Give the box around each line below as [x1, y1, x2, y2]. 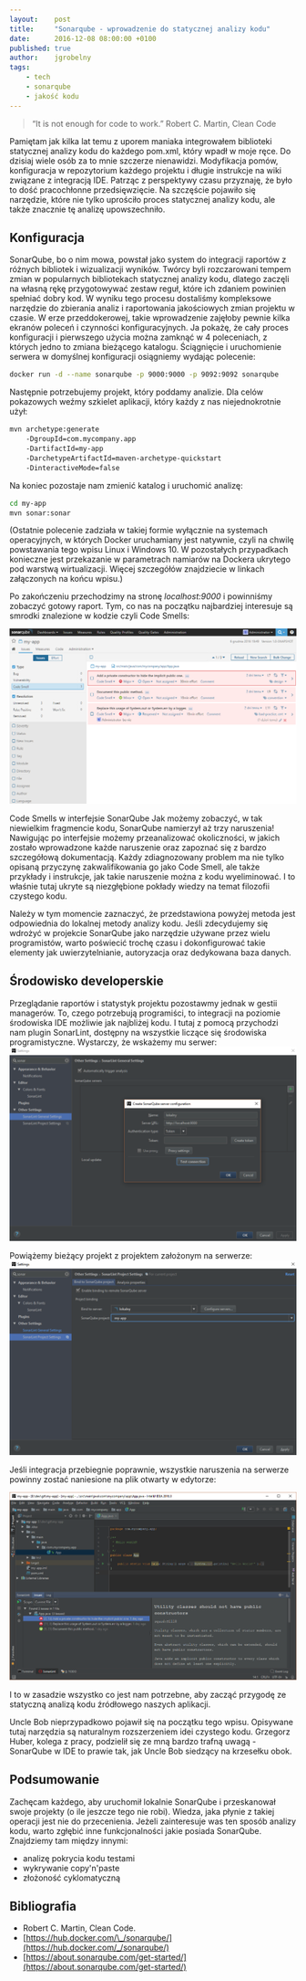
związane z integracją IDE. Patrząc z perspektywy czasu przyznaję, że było [9, 174, 293, 185]
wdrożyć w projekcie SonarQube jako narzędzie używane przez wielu [9, 928, 270, 939]
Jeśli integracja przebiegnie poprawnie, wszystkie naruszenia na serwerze [9, 1464, 290, 1475]
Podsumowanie [9, 1772, 100, 1787]
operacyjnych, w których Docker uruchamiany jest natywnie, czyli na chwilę [9, 534, 294, 545]
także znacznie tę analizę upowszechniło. [9, 204, 166, 215]
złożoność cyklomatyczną [22, 1872, 121, 1883]
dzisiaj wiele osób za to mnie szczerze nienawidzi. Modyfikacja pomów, [9, 155, 279, 166]
